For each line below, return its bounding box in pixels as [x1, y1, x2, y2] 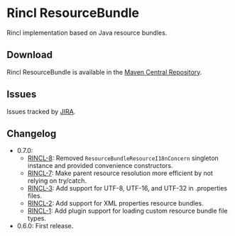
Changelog [6, 128, 57, 140]
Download [6, 49, 53, 61]
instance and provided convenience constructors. [27, 162, 173, 170]
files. [27, 191, 43, 200]
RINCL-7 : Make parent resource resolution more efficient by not [27, 169, 214, 178]
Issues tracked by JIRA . [6, 107, 76, 116]
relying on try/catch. [27, 176, 87, 185]
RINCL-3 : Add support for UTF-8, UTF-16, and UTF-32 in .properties [27, 184, 228, 193]
